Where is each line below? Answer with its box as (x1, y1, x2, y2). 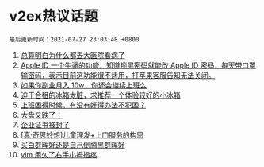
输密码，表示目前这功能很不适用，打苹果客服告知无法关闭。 (20, 70, 216, 80)
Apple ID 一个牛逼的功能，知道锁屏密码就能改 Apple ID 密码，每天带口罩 (20, 60, 256, 70)
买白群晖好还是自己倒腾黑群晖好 (20, 140, 125, 150)
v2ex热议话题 (9, 7, 98, 25)
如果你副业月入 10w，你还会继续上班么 (20, 80, 147, 90)
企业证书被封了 (20, 120, 70, 130)
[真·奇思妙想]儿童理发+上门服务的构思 (20, 130, 144, 139)
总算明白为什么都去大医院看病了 (20, 50, 125, 60)
